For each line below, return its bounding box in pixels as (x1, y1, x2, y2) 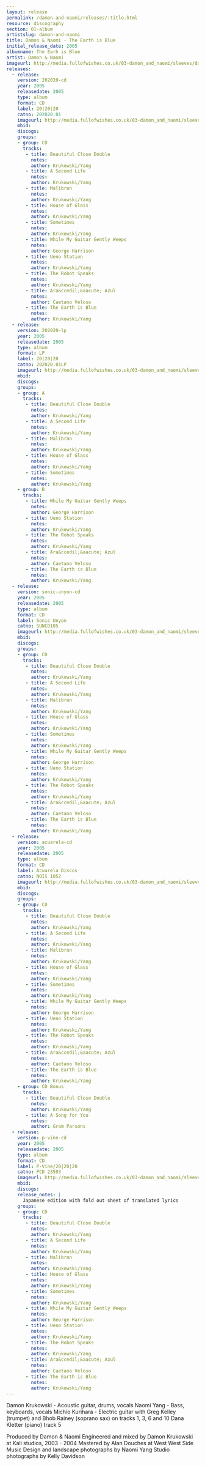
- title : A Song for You (25, 1112, 88, 1118)
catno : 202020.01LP (17, 361, 67, 368)
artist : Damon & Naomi (6, 54, 64, 61)
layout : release (6, 9, 48, 15)
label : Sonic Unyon (17, 617, 67, 624)
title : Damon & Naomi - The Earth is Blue (6, 37, 116, 43)
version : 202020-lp (17, 327, 67, 333)
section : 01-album (6, 26, 53, 32)
